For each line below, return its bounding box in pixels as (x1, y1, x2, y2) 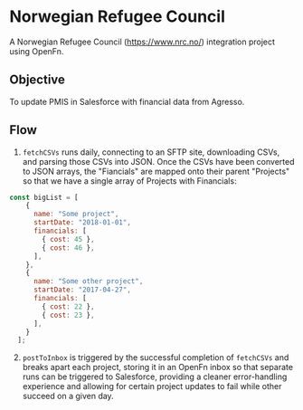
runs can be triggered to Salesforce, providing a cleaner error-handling (22, 371, 288, 382)
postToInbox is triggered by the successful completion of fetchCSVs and (22, 352, 289, 363)
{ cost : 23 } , (42, 310, 95, 319)
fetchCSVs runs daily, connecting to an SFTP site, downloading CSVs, (22, 147, 280, 157)
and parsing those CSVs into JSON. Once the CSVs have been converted (22, 156, 296, 167)
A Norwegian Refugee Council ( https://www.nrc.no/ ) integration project (9, 36, 276, 47)
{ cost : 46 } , (42, 243, 95, 253)
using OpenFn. (9, 45, 64, 56)
